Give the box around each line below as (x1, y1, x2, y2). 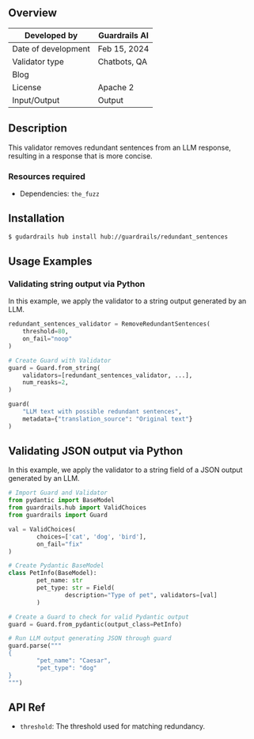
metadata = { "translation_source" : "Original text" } (22, 415, 193, 423)
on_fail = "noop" (22, 335, 73, 343)
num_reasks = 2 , (22, 379, 69, 387)
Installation (8, 211, 65, 225)
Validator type (12, 55, 65, 67)
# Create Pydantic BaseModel (8, 562, 104, 569)
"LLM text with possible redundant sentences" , (22, 408, 182, 416)
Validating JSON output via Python (8, 444, 184, 458)
